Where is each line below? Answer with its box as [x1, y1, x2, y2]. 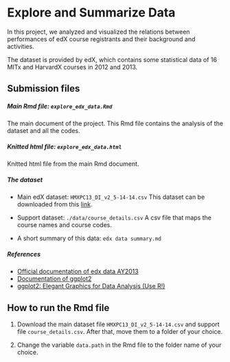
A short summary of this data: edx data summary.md [16, 234, 161, 242]
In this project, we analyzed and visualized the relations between [7, 28, 190, 36]
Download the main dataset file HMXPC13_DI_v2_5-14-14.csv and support [16, 320, 220, 328]
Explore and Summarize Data [7, 5, 176, 21]
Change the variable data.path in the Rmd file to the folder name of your [16, 341, 222, 349]
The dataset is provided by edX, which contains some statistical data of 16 [7, 55, 218, 63]
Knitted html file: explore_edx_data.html [7, 142, 122, 151]
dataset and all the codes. [7, 127, 80, 135]
